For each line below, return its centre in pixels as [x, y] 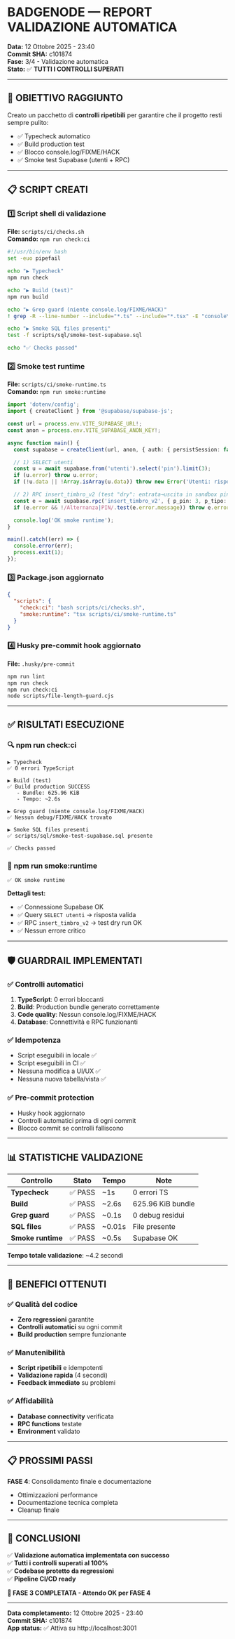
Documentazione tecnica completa [68, 1502]
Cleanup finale [38, 1510]
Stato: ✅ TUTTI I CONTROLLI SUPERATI [66, 69]
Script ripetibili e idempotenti [60, 1368]
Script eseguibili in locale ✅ [57, 1055]
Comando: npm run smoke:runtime [57, 392]
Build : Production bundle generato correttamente [88, 1007]
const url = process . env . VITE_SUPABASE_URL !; [74, 424]
